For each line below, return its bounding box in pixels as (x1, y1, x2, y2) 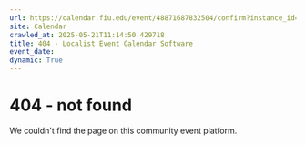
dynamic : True (9, 56, 64, 65)
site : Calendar (9, 22, 67, 31)
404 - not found (9, 95, 132, 116)
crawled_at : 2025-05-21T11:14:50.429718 (9, 30, 166, 39)
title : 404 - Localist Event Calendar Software (9, 38, 194, 48)
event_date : (9, 47, 55, 57)
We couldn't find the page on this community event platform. (9, 125, 238, 136)
